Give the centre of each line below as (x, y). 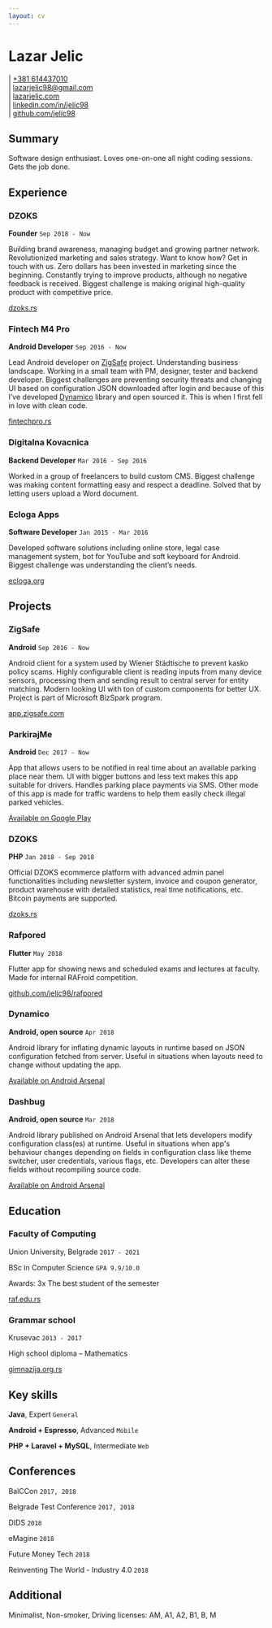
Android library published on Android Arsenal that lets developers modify (131, 1135)
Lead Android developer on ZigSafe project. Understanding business (123, 363)
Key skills (33, 1395)
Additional (35, 1595)
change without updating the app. (65, 1065)
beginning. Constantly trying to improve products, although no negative (128, 275)
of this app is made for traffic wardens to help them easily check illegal (127, 793)
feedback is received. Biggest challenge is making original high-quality (127, 284)
